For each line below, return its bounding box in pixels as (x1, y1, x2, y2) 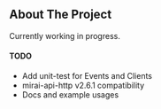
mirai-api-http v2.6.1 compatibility (21, 80, 145, 91)
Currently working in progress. (9, 30, 121, 41)
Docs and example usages (21, 90, 119, 100)
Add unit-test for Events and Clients (21, 71, 153, 82)
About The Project (9, 7, 112, 22)
